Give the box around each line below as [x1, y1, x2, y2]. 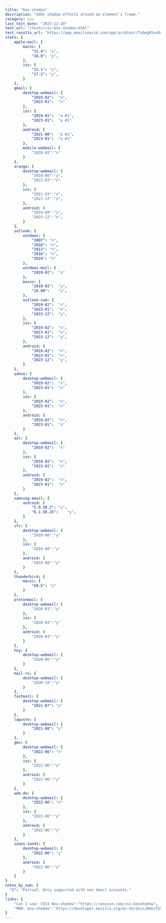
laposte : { [14, 717, 37, 722]
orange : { [14, 164, 35, 169]
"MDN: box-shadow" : [14, 906, 54, 911]
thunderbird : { [14, 574, 45, 579]
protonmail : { [14, 597, 43, 602]
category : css [5, 16, 35, 21]
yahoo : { [14, 371, 32, 376]
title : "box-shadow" [5, 7, 48, 12]
